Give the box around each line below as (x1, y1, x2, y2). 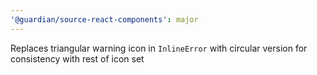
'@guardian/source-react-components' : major (10, 14, 199, 25)
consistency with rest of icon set (10, 52, 145, 65)
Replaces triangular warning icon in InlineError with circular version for (10, 42, 308, 54)
